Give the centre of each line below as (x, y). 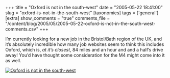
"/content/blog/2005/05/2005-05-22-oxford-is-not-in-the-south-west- (80, 23)
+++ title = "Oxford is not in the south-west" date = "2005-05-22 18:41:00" (84, 7)
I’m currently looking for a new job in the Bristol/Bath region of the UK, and (84, 39)
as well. (13, 60)
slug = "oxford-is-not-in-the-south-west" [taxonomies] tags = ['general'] (82, 13)
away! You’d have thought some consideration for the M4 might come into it (85, 55)
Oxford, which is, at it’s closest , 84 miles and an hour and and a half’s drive (84, 50)
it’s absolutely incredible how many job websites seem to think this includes (85, 44)
